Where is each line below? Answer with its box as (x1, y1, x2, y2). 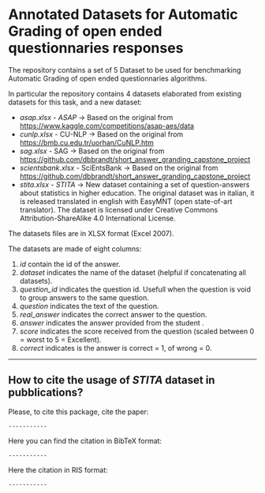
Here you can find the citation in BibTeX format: (8, 436, 162, 446)
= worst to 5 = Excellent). (19, 334, 102, 344)
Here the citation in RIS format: (8, 465, 108, 475)
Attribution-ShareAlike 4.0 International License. (19, 213, 176, 223)
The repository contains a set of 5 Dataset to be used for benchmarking (8, 65, 241, 74)
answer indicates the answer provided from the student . (19, 318, 204, 327)
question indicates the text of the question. (19, 301, 159, 310)
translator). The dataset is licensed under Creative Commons (19, 205, 218, 214)
